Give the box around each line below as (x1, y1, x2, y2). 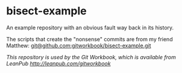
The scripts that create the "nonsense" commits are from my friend (6, 35, 173, 42)
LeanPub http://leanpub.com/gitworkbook (6, 60, 111, 67)
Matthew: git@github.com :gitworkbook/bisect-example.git (6, 42, 151, 49)
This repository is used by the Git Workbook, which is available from (6, 53, 177, 60)
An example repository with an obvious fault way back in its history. (6, 24, 174, 31)
